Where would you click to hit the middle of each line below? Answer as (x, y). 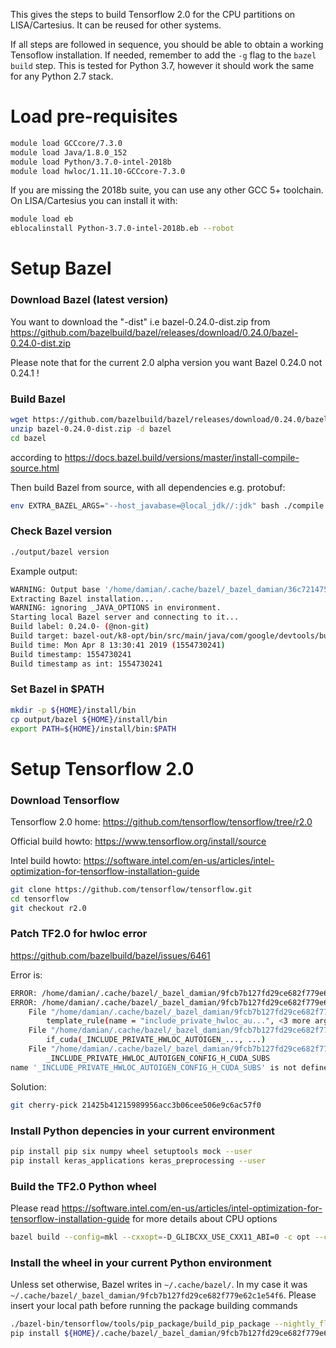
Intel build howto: (46, 860)
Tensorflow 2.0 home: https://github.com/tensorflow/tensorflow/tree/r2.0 (161, 821)
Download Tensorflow (65, 800)
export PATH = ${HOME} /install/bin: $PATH (93, 729)
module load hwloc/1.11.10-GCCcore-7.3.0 (98, 171)
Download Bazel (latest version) (89, 300)
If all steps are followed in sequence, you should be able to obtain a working (167, 44)
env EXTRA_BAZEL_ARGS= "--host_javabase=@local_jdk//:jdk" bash (145, 505)
